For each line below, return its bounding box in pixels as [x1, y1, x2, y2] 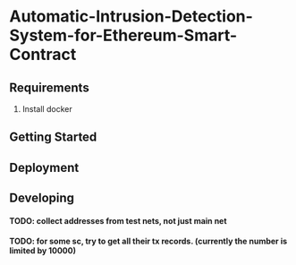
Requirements [9, 80, 89, 95]
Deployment [9, 159, 80, 175]
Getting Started [9, 130, 97, 145]
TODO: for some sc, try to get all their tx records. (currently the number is [9, 235, 288, 247]
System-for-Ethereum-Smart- [9, 25, 238, 46]
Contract [9, 45, 77, 64]
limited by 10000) [9, 245, 77, 256]
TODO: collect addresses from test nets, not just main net [9, 215, 227, 226]
